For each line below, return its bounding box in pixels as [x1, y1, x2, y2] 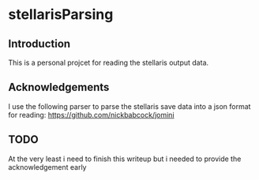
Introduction [8, 37, 71, 51]
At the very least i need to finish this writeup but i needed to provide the [8, 154, 242, 163]
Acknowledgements [8, 81, 110, 94]
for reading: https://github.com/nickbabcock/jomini [8, 110, 175, 119]
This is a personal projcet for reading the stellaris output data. [8, 58, 209, 67]
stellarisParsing [8, 6, 114, 24]
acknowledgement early [8, 162, 87, 171]
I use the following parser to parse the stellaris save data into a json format [8, 101, 251, 111]
